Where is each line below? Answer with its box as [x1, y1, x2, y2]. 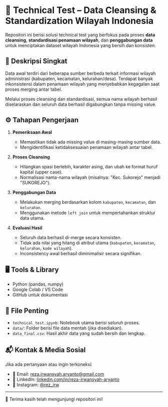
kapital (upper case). [19, 169, 63, 175]
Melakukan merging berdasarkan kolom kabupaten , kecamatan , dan [19, 199, 156, 205]
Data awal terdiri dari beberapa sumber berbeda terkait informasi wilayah [5, 70, 156, 76]
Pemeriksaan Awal [12, 129, 52, 135]
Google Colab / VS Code [12, 287, 63, 293]
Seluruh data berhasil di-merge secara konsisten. [19, 234, 121, 240]
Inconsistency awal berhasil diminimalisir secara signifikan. [19, 250, 142, 256]
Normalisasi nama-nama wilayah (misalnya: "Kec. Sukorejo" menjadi [19, 174, 161, 180]
